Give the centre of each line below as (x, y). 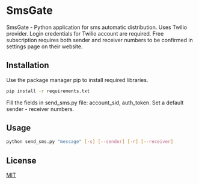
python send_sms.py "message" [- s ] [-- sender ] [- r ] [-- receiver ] (90, 142)
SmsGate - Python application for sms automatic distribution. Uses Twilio (97, 27)
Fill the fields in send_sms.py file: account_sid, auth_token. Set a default (95, 103)
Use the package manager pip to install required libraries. (77, 80)
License (21, 160)
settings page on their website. (44, 46)
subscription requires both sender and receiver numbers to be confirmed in (100, 40)
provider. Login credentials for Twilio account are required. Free (85, 33)
